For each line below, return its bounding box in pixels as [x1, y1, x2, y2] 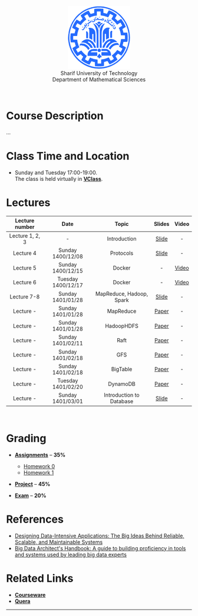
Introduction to [104, 391, 140, 398]
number [14, 223, 35, 231]
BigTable [111, 366, 133, 373]
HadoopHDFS [105, 322, 138, 329]
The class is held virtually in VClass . [14, 175, 103, 182]
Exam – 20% [14, 492, 47, 499]
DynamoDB [108, 380, 136, 387]
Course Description [6, 109, 104, 123]
